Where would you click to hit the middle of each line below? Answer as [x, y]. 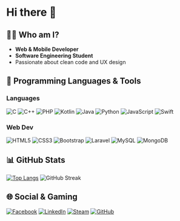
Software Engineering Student [54, 56]
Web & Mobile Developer [47, 49]
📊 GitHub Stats [36, 160]
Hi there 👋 [31, 12]
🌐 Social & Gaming [42, 197]
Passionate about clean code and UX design [70, 62]
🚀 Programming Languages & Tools [74, 81]
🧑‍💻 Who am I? [33, 35]
